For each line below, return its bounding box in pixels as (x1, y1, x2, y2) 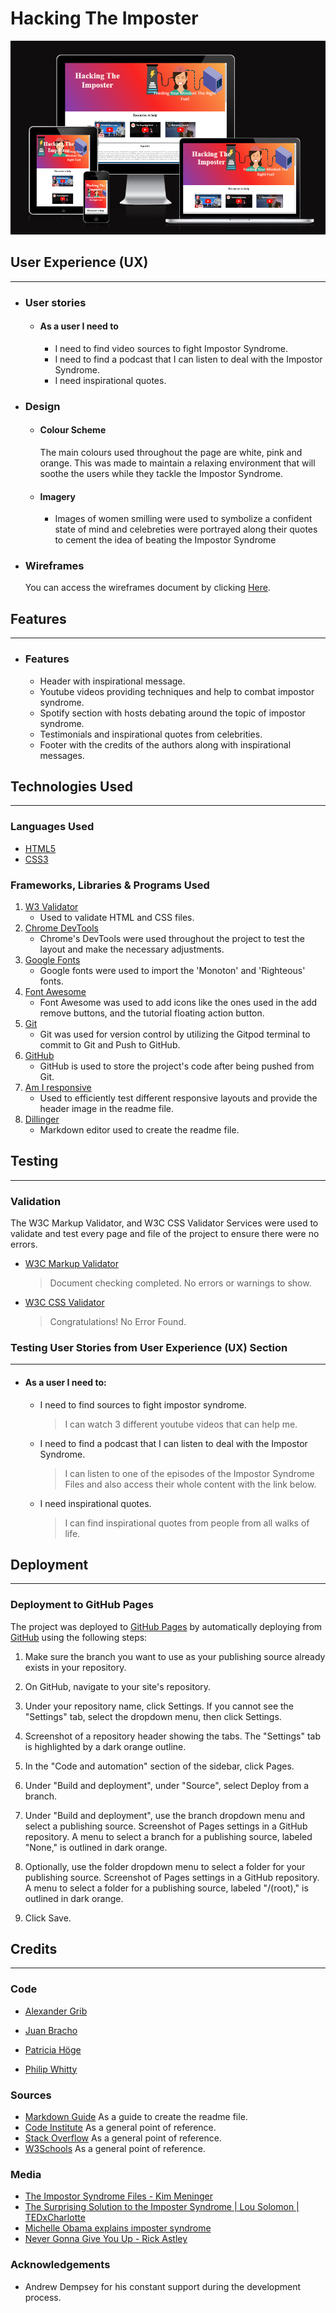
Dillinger (24, 1113, 60, 1125)
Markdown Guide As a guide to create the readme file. (24, 2111, 248, 2123)
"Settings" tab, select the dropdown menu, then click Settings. (24, 1710, 282, 1722)
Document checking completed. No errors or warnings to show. (49, 1277, 312, 1289)
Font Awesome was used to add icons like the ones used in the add (39, 996, 318, 1008)
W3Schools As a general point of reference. (24, 2143, 206, 2155)
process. (24, 2291, 62, 2303)
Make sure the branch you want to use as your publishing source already (24, 1650, 326, 1662)
